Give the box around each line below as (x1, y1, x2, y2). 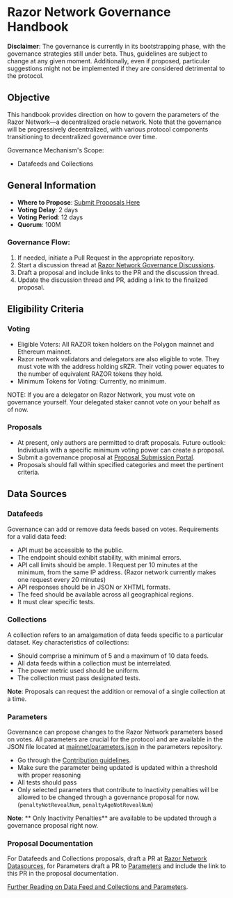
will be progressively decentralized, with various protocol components (7, 125, 209, 133)
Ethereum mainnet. (17, 347, 72, 356)
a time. (7, 694, 27, 703)
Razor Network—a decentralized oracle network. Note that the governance (7, 118, 223, 126)
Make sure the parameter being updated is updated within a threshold (17, 764, 218, 772)
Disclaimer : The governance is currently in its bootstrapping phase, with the (7, 42, 226, 50)
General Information (7, 180, 97, 191)
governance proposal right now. (7, 821, 99, 830)
